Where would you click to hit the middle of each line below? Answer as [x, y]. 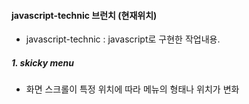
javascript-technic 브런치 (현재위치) [84, 15]
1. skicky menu [43, 62]
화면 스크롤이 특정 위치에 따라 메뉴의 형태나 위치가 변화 [132, 89]
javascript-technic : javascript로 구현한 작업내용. [123, 39]
